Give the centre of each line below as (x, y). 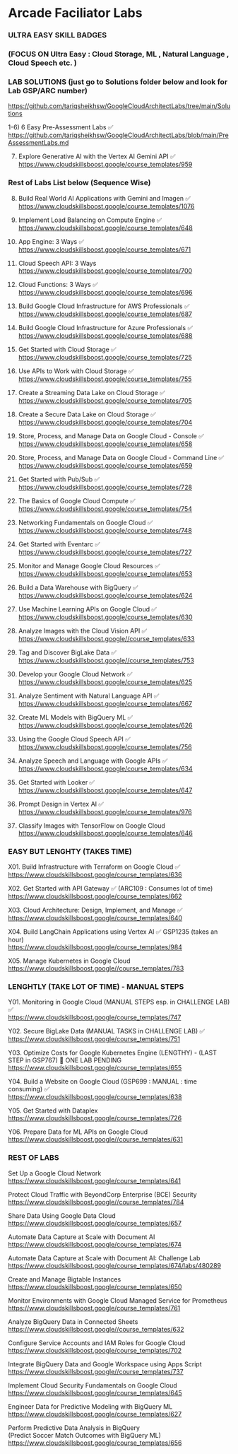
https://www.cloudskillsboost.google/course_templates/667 (105, 703)
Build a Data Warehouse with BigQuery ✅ (78, 587)
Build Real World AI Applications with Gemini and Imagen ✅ (105, 198)
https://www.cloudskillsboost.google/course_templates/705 (105, 400)
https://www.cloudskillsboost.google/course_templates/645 (95, 1393)
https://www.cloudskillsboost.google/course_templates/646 (105, 833)
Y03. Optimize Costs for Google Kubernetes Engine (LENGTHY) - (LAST (113, 1053)
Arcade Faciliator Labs (75, 13)
